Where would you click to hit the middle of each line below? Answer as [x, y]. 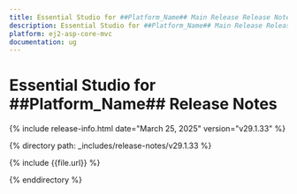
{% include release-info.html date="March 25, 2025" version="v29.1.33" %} [148, 129]
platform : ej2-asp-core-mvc [61, 34]
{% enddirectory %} [46, 180]
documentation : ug [43, 42]
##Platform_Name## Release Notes [143, 104]
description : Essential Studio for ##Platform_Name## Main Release [136, 26]
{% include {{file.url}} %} [55, 163]
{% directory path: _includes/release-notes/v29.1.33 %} [110, 145]
